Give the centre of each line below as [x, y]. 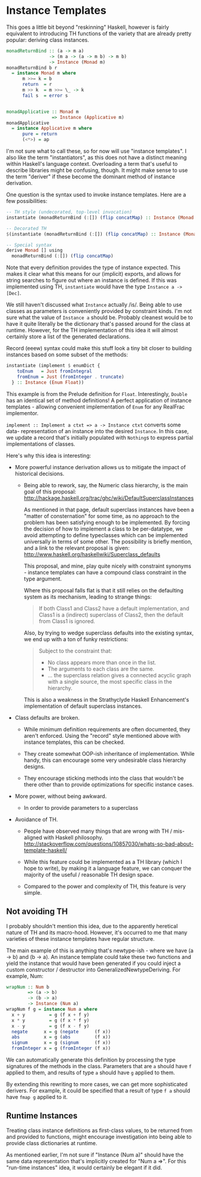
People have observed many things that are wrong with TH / [98, 831]
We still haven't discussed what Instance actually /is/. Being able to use [94, 305]
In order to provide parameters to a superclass [81, 807]
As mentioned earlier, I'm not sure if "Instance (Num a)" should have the [95, 1155]
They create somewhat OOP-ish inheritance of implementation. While [109, 753]
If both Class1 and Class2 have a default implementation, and [114, 608]
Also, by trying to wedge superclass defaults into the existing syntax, [109, 633]
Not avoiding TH [37, 912]
